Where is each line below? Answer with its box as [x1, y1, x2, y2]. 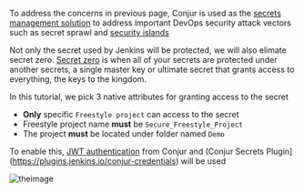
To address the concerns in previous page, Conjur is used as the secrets [9, 8, 282, 18]
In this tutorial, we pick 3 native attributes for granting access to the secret [9, 91, 289, 102]
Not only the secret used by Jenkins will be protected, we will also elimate [9, 45, 287, 56]
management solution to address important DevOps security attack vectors [9, 17, 291, 28]
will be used [180, 156, 226, 167]
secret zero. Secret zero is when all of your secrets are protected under [9, 55, 278, 65]
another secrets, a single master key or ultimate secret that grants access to [9, 64, 295, 75]
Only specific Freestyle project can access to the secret [22, 109, 239, 119]
